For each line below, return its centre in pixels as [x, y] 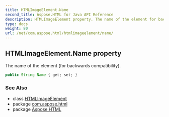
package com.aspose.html [40, 104]
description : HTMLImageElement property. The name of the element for [81, 19]
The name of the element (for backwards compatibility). [63, 65]
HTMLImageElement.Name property [63, 53]
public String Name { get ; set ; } [41, 75]
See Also [16, 87]
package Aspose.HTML [37, 109]
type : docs [17, 24]
